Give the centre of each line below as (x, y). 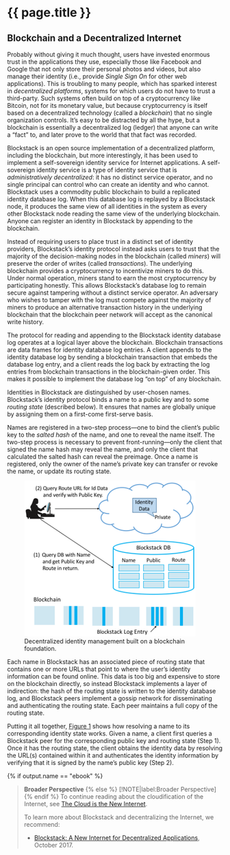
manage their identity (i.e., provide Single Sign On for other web (97, 76)
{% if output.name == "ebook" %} (55, 776)
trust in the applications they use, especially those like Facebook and (104, 62)
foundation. (40, 648)
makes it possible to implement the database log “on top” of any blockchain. (114, 379)
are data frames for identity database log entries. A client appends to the (110, 350)
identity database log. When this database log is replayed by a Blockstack (111, 199)
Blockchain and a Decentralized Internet (94, 38)
